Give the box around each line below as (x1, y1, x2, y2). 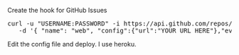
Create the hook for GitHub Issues (7, 6, 107, 14)
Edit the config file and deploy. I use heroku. (7, 40, 137, 48)
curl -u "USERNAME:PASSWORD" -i (7, 20, 120, 28)
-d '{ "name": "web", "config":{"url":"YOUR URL (18, 27, 192, 35)
